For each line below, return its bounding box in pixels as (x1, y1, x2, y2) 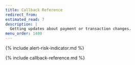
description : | (5, 21, 38, 27)
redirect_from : (5, 12, 38, 17)
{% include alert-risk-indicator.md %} (5, 45, 84, 51)
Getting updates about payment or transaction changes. (10, 26, 131, 31)
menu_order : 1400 (5, 31, 42, 36)
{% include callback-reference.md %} (5, 55, 85, 61)
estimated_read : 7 (5, 17, 44, 22)
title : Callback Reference (5, 7, 63, 13)
